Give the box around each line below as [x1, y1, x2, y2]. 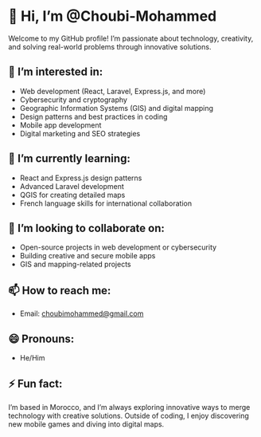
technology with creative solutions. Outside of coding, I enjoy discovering [8, 411, 249, 420]
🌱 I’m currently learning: [8, 152, 131, 166]
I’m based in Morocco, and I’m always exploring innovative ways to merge [8, 402, 251, 411]
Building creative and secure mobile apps [19, 251, 156, 261]
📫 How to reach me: [8, 283, 111, 297]
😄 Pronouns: [8, 332, 75, 345]
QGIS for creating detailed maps [19, 190, 126, 199]
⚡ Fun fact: [8, 377, 63, 391]
